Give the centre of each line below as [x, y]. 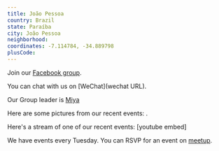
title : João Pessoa [36, 14]
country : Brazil [31, 20]
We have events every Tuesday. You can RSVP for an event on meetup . [110, 140]
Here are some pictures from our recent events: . [78, 113]
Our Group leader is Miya [43, 99]
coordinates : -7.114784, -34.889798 [61, 46]
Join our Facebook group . [44, 72]
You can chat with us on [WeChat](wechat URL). [77, 86]
